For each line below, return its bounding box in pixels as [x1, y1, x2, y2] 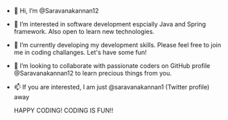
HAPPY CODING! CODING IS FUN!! [13, 106, 114, 114]
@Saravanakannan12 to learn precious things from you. [13, 69, 172, 77]
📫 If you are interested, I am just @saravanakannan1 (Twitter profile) [13, 83, 210, 91]
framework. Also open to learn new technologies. [13, 28, 155, 35]
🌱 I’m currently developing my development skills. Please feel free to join [13, 41, 222, 49]
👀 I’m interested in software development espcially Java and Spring [13, 20, 207, 28]
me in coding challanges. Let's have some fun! [13, 49, 147, 56]
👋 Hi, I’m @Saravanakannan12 [13, 7, 99, 15]
